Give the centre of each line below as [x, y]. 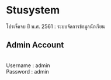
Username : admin [28, 65]
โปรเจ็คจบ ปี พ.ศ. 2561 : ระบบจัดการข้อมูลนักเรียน [56, 26]
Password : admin [28, 71]
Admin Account [35, 45]
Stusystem [33, 10]
